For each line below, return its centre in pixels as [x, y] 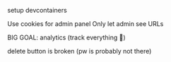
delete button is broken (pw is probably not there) [79, 51]
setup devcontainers [37, 10]
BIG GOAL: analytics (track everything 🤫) [66, 37]
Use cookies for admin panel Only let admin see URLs [85, 24]
